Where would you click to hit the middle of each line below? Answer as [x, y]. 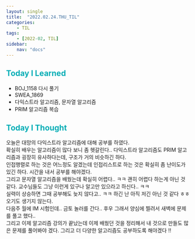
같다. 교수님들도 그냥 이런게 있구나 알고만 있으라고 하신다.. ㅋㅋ [78, 187]
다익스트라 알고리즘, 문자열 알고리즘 [55, 102]
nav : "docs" [31, 50]
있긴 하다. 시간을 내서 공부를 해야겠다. [49, 172]
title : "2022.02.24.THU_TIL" [43, 17]
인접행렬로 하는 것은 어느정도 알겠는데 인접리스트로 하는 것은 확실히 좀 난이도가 [96, 165]
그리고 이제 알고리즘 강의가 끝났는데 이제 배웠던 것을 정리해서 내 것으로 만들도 [94, 223]
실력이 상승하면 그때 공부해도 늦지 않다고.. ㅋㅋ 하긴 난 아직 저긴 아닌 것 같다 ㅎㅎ [98, 194]
